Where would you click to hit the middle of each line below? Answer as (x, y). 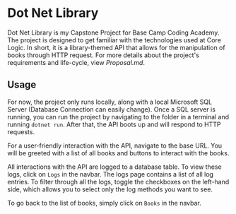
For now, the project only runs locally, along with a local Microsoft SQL (110, 102)
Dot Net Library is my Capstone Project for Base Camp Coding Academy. (113, 32)
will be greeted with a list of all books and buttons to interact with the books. (118, 153)
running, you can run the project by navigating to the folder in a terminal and (118, 117)
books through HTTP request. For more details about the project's (104, 55)
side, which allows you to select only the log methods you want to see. (110, 189)
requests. (21, 131)
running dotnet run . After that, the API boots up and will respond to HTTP (114, 124)
